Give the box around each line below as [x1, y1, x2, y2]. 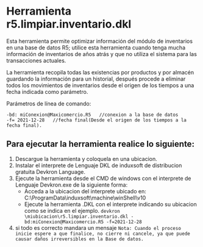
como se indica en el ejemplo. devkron [24, 207, 120, 214]
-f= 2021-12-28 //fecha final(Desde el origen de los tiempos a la [6, 117, 187, 123]
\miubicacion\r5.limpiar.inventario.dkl [24, 213, 129, 220]
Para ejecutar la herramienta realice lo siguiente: [6, 139, 195, 149]
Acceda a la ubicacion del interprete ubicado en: [24, 187, 146, 195]
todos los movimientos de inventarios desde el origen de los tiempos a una [6, 81, 194, 89]
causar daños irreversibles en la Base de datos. [15, 236, 144, 242]
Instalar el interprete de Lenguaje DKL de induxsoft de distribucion [15, 162, 182, 169]
